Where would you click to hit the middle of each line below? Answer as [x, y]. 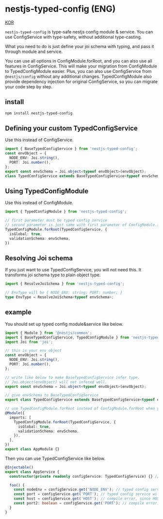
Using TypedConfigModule [47, 191]
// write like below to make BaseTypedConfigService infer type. [72, 377]
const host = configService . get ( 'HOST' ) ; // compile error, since [82, 499]
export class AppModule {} [32, 449]
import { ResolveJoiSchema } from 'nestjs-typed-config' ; [65, 284]
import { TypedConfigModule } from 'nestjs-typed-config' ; [66, 212]
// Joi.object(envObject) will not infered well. [56, 382]
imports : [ [20, 418]
